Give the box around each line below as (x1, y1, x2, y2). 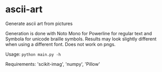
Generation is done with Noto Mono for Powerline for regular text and (5, 30, 152, 36)
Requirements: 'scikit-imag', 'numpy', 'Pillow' (5, 61, 100, 67)
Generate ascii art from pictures (5, 20, 73, 27)
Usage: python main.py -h (5, 51, 61, 57)
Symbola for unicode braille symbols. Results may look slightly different (5, 36, 157, 42)
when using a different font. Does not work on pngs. (5, 41, 116, 47)
